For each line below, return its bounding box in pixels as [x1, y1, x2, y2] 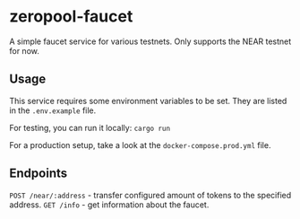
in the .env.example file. [9, 105, 97, 116]
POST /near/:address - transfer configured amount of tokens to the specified [9, 189, 292, 200]
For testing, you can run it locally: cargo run [9, 122, 171, 133]
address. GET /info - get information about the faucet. [9, 199, 210, 210]
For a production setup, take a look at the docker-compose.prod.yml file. [9, 139, 271, 150]
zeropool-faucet [9, 6, 133, 27]
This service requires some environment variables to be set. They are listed [9, 95, 287, 106]
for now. [9, 45, 40, 56]
